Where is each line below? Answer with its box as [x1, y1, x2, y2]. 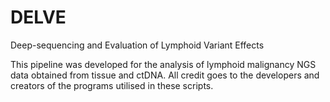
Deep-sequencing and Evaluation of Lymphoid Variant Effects [10, 39, 265, 51]
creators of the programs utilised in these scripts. [10, 79, 214, 91]
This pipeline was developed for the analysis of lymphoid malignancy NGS [10, 58, 317, 70]
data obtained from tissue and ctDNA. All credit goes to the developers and [10, 69, 320, 81]
